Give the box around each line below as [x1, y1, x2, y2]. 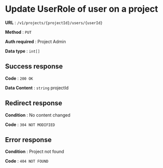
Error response [5, 136, 52, 144]
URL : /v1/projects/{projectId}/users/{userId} [5, 20, 103, 25]
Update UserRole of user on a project [5, 3, 158, 15]
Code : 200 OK [5, 75, 33, 81]
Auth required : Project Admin [5, 38, 66, 45]
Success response [5, 62, 63, 71]
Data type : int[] [5, 48, 40, 54]
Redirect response [5, 99, 63, 107]
